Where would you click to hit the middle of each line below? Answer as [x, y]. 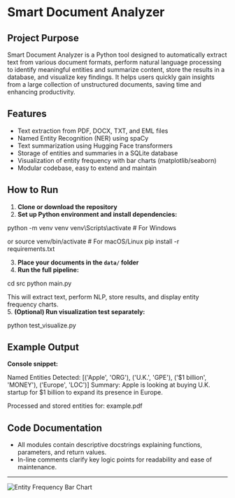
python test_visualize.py [42, 325]
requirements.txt [31, 248]
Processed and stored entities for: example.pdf [75, 406]
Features [27, 114]
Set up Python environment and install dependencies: [97, 214]
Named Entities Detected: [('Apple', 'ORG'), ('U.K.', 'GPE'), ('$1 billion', [107, 378]
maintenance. [37, 467]
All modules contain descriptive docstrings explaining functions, [110, 445]
